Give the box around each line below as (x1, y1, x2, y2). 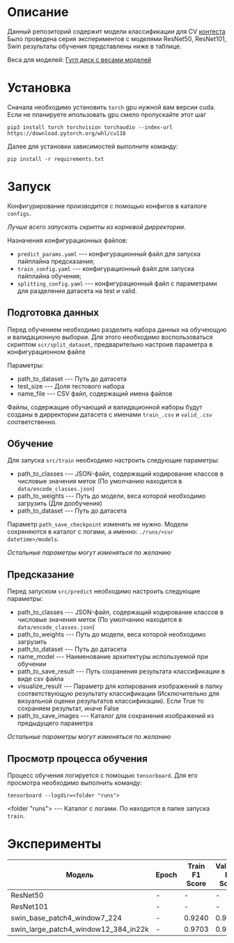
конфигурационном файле (7, 348, 86, 356)
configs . (7, 209, 31, 217)
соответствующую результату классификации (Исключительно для (17, 689, 219, 698)
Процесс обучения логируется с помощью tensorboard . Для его (7, 771, 198, 780)
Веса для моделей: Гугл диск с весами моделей (7, 55, 152, 63)
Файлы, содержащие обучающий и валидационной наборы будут (7, 403, 203, 411)
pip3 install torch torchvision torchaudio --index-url (7, 123, 173, 131)
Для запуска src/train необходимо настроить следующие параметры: (7, 456, 219, 465)
